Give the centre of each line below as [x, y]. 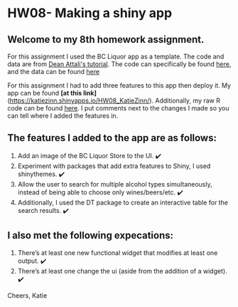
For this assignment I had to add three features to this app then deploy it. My [119, 85]
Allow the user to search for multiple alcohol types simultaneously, [115, 184]
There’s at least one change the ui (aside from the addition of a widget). [122, 271]
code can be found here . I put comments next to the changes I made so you [118, 108]
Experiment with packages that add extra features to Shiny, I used [114, 166]
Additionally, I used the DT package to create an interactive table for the [123, 202]
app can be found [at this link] [52, 93]
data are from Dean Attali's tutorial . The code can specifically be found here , [119, 64]
